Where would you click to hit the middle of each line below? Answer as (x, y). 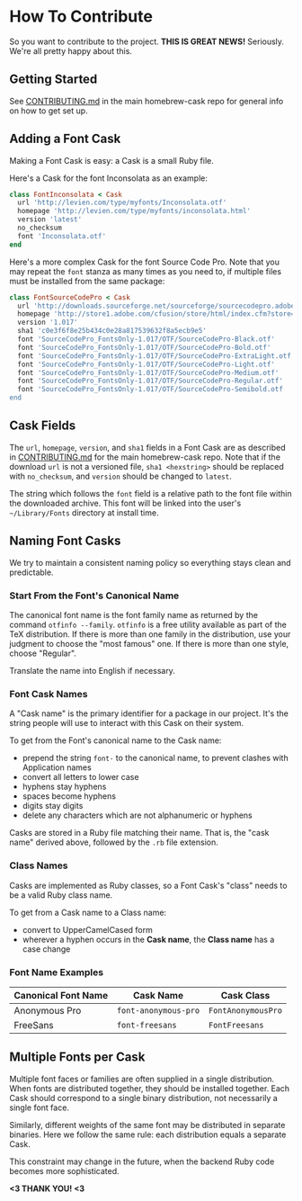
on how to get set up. (49, 111)
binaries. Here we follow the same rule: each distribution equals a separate (148, 1134)
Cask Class (245, 995)
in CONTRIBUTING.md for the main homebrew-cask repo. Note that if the (145, 457)
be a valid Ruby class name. (61, 895)
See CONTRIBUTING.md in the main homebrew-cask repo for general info (147, 101)
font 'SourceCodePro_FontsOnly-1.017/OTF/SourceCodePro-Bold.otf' (144, 347)
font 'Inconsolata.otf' (62, 236)
